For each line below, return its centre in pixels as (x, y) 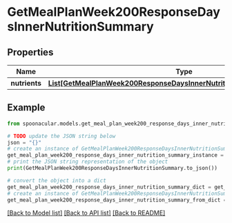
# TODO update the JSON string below (61, 136)
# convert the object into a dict (57, 180)
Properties (30, 52)
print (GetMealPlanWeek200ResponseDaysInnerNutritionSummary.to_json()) (112, 168)
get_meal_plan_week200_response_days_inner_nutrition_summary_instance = (116, 155)
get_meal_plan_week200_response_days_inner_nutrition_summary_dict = (109, 187)
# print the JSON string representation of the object (88, 162)
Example (26, 108)
